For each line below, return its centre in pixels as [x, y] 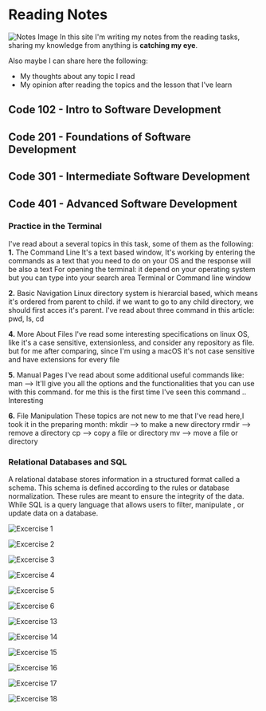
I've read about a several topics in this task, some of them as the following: [131, 243]
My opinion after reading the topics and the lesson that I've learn [126, 85]
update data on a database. [53, 513]
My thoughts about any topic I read [77, 76]
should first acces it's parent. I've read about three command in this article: [131, 310]
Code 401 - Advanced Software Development [123, 204]
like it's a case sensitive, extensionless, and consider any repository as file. [131, 342]
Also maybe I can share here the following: [78, 61]
